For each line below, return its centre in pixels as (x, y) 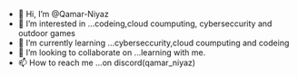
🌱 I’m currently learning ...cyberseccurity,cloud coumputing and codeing (154, 43)
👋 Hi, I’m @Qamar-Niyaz (63, 14)
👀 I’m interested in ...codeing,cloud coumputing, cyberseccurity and (145, 24)
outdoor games (46, 33)
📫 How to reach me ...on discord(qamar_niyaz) (107, 63)
